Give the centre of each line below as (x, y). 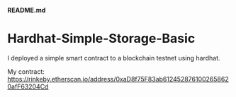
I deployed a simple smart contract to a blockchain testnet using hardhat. (114, 58)
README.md (27, 10)
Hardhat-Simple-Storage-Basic (101, 39)
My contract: (26, 71)
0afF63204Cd (28, 86)
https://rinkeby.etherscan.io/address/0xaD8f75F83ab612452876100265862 (118, 79)
